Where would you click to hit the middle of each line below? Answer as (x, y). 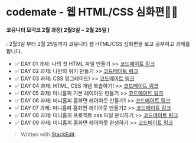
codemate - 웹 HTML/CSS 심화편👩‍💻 (92, 12)
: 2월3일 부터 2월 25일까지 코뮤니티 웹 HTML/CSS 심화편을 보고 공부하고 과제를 (98, 44)
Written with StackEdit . (48, 134)
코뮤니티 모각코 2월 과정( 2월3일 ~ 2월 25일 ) (58, 29)
